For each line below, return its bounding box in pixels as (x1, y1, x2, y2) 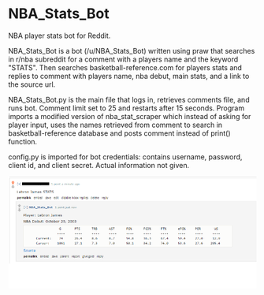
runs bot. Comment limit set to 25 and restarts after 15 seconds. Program (8, 103, 245, 113)
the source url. (8, 80, 56, 89)
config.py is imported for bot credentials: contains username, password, (8, 151, 243, 162)
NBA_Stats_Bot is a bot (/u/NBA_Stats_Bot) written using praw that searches (8, 46, 255, 55)
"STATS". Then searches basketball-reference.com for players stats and (8, 62, 243, 72)
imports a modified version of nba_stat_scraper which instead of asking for (8, 111, 251, 121)
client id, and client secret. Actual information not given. (8, 160, 190, 170)
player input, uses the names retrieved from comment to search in (8, 120, 223, 129)
